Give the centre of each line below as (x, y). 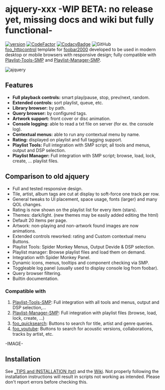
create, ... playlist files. (35, 161)
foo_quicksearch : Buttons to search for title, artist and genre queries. (83, 323)
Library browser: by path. (39, 108)
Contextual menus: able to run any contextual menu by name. (76, 134)
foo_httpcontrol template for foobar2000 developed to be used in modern (81, 49)
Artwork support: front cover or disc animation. (61, 119)
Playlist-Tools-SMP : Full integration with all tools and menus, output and (86, 302)
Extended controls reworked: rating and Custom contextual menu (79, 236)
